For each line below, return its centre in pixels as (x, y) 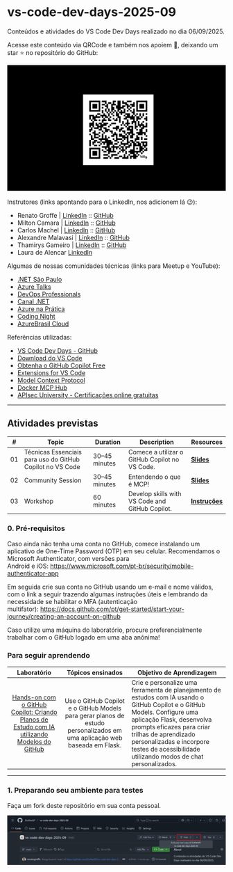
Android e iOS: (28, 566)
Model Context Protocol (51, 380)
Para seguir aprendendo (49, 655)
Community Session (53, 480)
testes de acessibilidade (166, 749)
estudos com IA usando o (168, 697)
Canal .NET (33, 301)
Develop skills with (155, 493)
